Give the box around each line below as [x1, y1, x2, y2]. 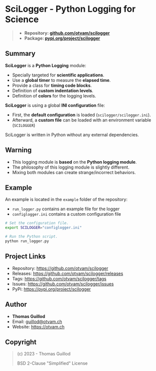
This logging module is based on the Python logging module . [12, 159, 137, 165]
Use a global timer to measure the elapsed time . [12, 77, 111, 83]
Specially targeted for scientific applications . [12, 72, 105, 78]
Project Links [5, 252, 46, 261]
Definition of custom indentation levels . [12, 87, 94, 94]
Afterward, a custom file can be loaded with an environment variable [12, 117, 152, 123]
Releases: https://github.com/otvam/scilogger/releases [12, 271, 123, 276]
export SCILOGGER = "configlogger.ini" [5, 225, 82, 230]
